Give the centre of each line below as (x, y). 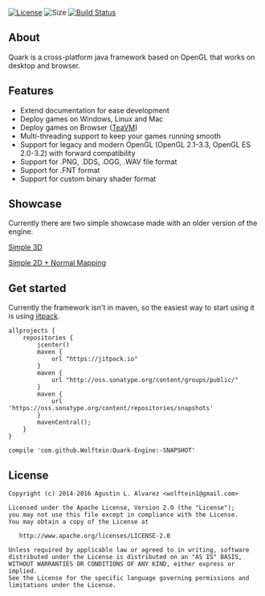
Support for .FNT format (60, 170)
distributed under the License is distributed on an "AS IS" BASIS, (125, 557)
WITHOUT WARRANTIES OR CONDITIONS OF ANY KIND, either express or (122, 564)
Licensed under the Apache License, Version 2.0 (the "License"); (122, 508)
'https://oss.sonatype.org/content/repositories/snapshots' (111, 409)
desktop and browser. (44, 65)
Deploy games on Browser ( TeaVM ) (79, 127)
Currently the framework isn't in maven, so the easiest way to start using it (131, 308)
